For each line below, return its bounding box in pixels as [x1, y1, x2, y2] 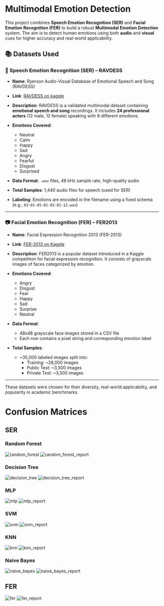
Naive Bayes [5, 557, 36, 563]
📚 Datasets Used [5, 50, 59, 58]
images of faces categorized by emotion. [12, 261, 95, 267]
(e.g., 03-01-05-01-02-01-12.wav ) [12, 202, 78, 207]
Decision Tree [5, 464, 39, 471]
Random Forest [5, 440, 42, 447]
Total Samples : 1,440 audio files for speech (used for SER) [12, 187, 131, 193]
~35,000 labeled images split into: [19, 354, 88, 360]
